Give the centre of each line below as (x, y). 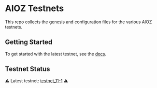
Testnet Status (28, 69)
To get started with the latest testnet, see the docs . (56, 54)
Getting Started (29, 42)
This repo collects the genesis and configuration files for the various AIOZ (78, 22)
